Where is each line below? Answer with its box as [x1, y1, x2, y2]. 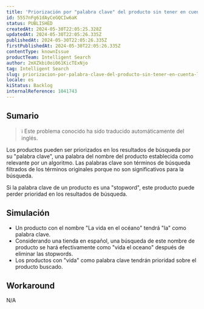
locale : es [6, 77, 34, 83]
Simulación [6, 208, 50, 218]
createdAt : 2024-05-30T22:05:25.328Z [6, 26, 102, 32]
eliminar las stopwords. [15, 250, 73, 257]
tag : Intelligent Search [6, 65, 69, 72]
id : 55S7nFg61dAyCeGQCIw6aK [6, 15, 78, 21]
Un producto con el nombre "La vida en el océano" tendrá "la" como [15, 224, 186, 232]
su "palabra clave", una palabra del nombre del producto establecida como [6, 152, 194, 160]
